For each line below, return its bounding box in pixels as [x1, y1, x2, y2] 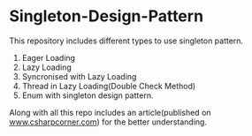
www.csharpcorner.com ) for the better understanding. [9, 117, 208, 127]
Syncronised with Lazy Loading [21, 71, 137, 81]
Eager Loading [21, 52, 76, 63]
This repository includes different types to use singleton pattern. [9, 35, 244, 46]
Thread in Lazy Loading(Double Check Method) [21, 80, 196, 91]
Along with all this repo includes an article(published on [9, 107, 211, 117]
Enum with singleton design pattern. [21, 90, 154, 101]
